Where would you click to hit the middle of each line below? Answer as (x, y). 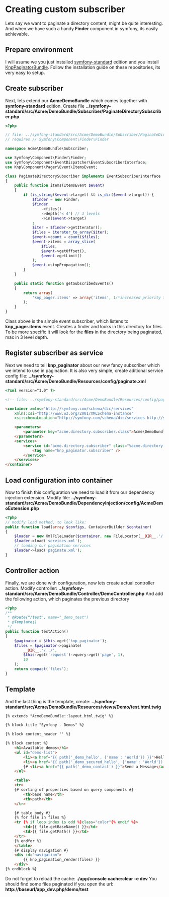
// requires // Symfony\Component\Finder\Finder (57, 139)
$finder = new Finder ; (56, 200)
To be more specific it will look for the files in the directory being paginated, (84, 332)
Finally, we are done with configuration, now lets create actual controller (80, 583)
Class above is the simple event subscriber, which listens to (67, 321)
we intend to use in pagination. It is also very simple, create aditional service (84, 370)
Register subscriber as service (54, 353)
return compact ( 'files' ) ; (41, 669)
